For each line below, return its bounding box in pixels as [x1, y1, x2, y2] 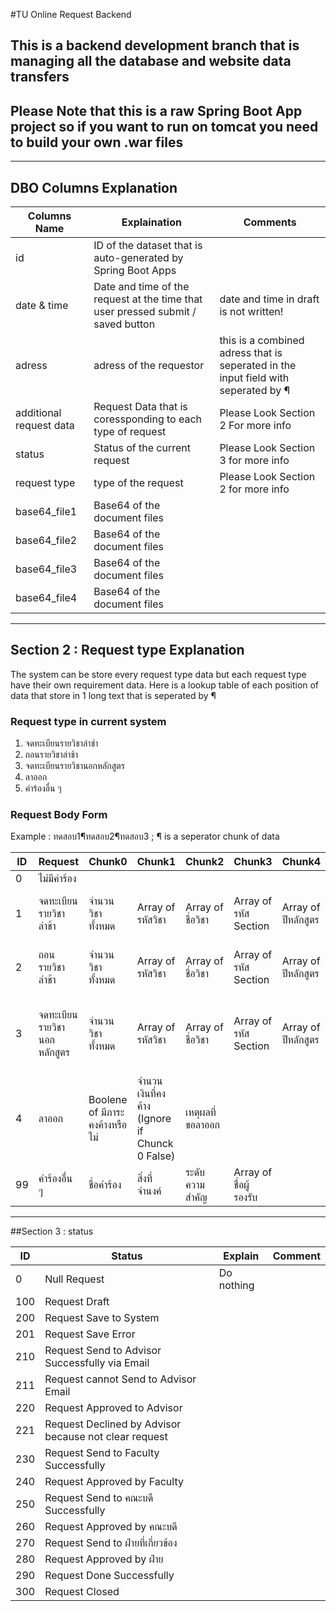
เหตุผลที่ [184, 1105, 217, 1119]
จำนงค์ [136, 1184, 162, 1198]
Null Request [44, 1272, 105, 1286]
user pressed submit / [93, 305, 197, 319]
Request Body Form [10, 808, 108, 822]
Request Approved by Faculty [44, 1475, 184, 1489]
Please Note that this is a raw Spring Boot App [10, 102, 303, 119]
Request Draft [44, 1295, 110, 1309]
